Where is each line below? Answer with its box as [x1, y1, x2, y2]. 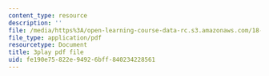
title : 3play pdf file [8, 48, 84, 56]
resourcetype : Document [8, 41, 88, 49]
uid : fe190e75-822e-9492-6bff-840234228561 [8, 56, 156, 64]
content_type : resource [8, 11, 88, 20]
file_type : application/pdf [8, 33, 102, 42]
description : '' [8, 19, 62, 27]
